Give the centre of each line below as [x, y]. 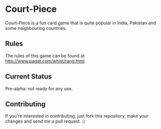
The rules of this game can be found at [45, 56]
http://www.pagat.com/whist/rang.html [45, 61]
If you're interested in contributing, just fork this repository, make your [77, 116]
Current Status [29, 77]
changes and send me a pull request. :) [45, 121]
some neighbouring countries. [36, 28]
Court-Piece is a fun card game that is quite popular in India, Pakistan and [81, 23]
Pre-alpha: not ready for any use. [39, 88]
